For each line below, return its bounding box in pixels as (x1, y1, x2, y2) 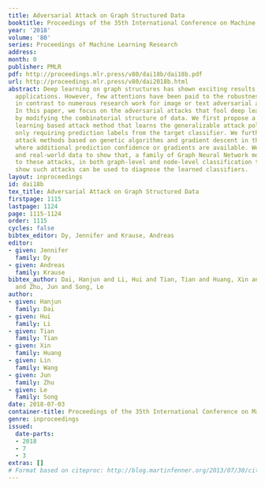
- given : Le (8, 386, 47, 394)
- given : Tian (8, 327, 55, 335)
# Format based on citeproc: (8, 466, 104, 474)
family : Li (15, 320, 51, 328)
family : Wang (15, 364, 58, 372)
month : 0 (8, 56, 37, 64)
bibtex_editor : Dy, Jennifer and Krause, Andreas (8, 232, 175, 240)
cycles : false (8, 224, 55, 233)
